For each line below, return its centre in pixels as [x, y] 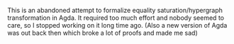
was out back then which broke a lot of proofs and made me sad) [103, 33]
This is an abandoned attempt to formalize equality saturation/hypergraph [115, 10]
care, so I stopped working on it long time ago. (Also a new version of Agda [117, 25]
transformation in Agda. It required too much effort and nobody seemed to [116, 18]
